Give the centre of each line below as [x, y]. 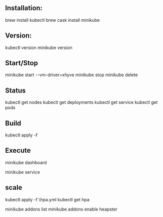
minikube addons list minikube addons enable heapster [61, 209]
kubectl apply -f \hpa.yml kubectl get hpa [47, 199]
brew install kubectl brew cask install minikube [53, 20]
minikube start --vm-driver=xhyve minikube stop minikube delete [72, 75]
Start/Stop [21, 63]
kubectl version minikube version [39, 47]
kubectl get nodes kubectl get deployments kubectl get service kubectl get [81, 102]
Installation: [24, 8]
